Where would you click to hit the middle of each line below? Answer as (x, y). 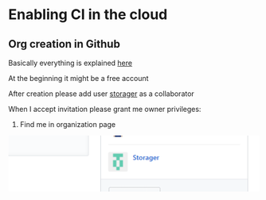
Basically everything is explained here (70, 63)
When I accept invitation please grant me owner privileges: (105, 109)
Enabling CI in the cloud (88, 15)
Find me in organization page (68, 124)
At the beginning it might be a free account (78, 78)
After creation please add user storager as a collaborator (102, 94)
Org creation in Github (65, 44)
